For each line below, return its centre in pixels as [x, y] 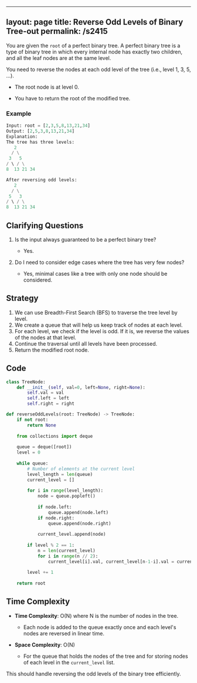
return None [42, 425]
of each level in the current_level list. [69, 662]
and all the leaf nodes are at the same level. [59, 58]
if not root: [33, 420]
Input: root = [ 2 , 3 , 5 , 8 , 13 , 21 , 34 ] [48, 126]
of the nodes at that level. [45, 337]
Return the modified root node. [52, 350]
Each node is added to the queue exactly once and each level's [100, 627]
